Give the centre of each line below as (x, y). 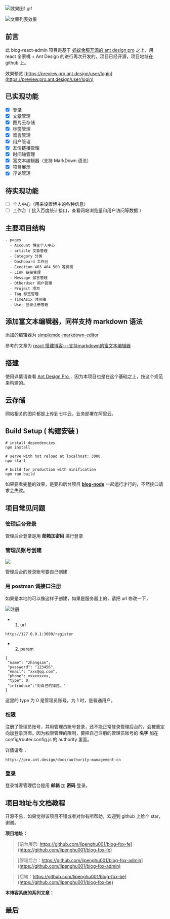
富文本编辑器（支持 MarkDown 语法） (52, 161)
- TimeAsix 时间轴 (28, 300)
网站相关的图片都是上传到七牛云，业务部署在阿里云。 (61, 414)
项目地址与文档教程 (35, 803)
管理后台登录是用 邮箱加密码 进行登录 (44, 536)
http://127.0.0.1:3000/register (39, 634)
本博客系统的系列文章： (30, 893)
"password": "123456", (31, 667)
